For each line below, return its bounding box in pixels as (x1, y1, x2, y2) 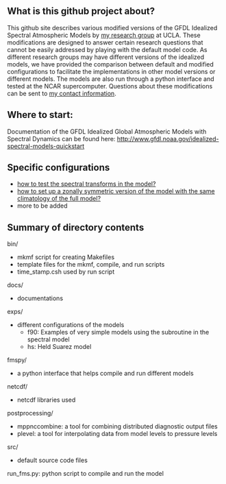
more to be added (16, 202, 68, 210)
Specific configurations (7, 162, 110, 173)
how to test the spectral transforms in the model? (16, 180, 156, 188)
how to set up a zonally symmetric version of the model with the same (16, 187, 215, 195)
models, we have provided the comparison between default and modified (7, 60, 214, 68)
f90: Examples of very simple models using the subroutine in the (27, 328, 210, 337)
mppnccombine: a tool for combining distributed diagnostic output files (16, 422, 218, 431)
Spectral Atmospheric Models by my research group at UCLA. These (7, 31, 201, 39)
